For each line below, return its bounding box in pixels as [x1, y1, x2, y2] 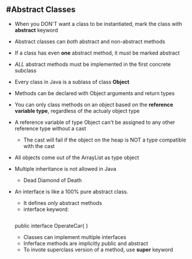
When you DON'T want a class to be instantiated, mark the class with [14, 20, 182, 27]
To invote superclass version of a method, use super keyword [23, 246, 173, 253]
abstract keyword [14, 26, 59, 33]
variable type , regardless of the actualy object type [14, 107, 140, 114]
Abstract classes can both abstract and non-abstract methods [14, 38, 166, 45]
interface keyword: [23, 206, 69, 213]
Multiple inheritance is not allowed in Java [14, 165, 116, 172]
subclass [14, 67, 37, 74]
